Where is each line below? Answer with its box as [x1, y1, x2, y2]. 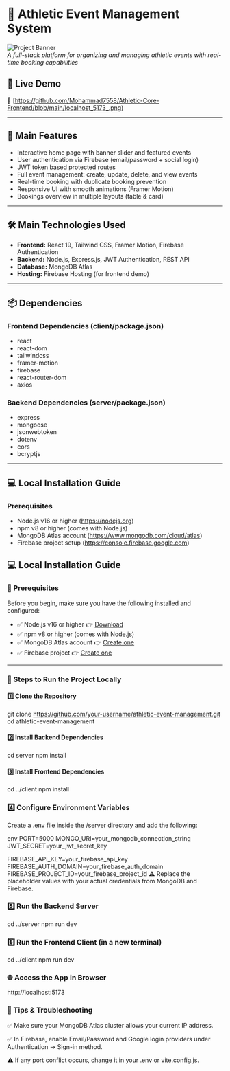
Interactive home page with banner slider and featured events [16, 148, 192, 157]
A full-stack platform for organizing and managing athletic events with [7, 51, 207, 59]
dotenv [16, 436, 38, 444]
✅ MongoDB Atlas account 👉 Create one [16, 638, 135, 646]
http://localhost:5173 [7, 989, 65, 997]
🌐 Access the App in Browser [7, 973, 107, 982]
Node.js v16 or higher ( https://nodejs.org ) [16, 517, 134, 525]
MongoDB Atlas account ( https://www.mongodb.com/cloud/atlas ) [16, 532, 203, 540]
